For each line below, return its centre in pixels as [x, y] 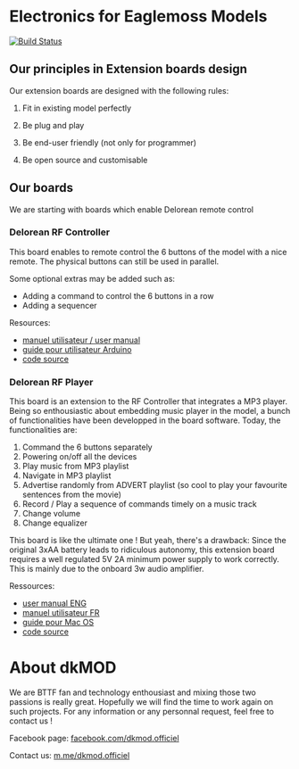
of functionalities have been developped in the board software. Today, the [145, 420]
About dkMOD [63, 668]
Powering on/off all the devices [79, 457]
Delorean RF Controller [59, 232]
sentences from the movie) [72, 495]
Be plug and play [53, 125]
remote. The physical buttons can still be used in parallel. [114, 261]
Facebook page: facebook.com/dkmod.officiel [95, 739]
